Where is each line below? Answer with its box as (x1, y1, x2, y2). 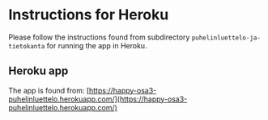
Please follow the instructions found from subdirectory (8, 32, 190, 42)
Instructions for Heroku (8, 6, 169, 24)
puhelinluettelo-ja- (191, 34, 262, 42)
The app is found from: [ (8, 85, 90, 95)
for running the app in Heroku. (46, 40, 147, 50)
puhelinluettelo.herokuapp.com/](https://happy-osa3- (8, 94, 188, 104)
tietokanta (8, 42, 45, 50)
